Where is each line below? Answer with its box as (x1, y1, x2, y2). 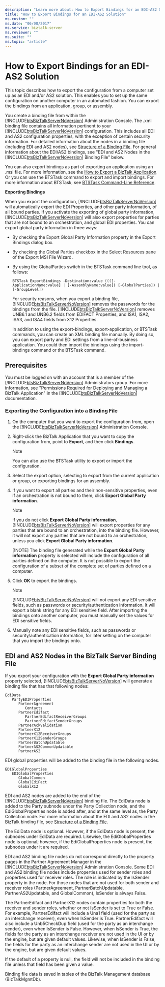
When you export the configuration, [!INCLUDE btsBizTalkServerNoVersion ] (5, 198, 157, 204)
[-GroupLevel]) (12, 287, 44, 292)
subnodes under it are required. (5, 844, 69, 850)
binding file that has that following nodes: (5, 683, 89, 689)
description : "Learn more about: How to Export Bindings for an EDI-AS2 (5, 7, 157, 12)
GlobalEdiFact (18, 779, 48, 785)
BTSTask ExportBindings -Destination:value (12, 278, 103, 283)
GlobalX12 (18, 784, 38, 789)
